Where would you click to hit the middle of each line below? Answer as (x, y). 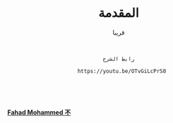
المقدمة (119, 13)
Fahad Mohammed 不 (39, 112)
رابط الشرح (119, 59)
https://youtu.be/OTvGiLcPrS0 (122, 71)
